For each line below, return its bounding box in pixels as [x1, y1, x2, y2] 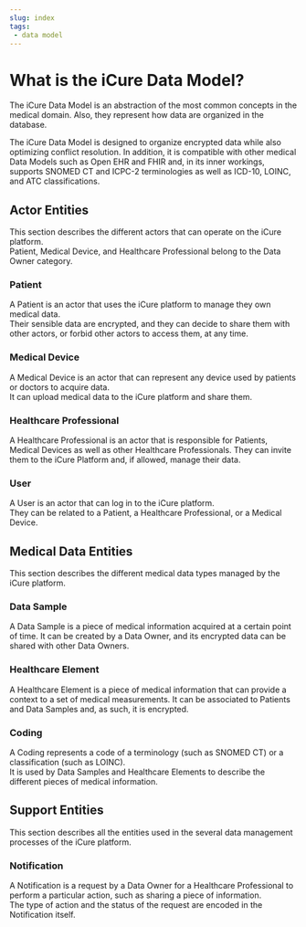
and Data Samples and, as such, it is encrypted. [9, 703, 189, 714]
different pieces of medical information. [9, 776, 158, 787]
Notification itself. [9, 910, 76, 921]
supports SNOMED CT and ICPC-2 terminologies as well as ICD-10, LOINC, [9, 166, 291, 177]
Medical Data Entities [9, 543, 133, 559]
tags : [9, 22, 30, 31]
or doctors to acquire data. [9, 381, 110, 393]
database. [9, 120, 47, 131]
